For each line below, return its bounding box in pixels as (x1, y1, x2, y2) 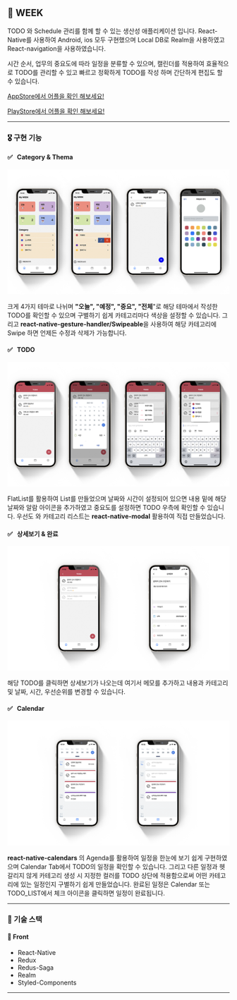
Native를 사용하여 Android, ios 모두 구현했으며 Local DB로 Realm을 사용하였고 (7, 35, 225, 44)
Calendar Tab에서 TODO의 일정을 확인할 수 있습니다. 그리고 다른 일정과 (20, 862, 218, 871)
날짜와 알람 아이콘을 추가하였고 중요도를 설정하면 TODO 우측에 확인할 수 (7, 504, 206, 512)
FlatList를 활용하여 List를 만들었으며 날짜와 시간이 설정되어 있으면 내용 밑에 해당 (7, 494, 227, 503)
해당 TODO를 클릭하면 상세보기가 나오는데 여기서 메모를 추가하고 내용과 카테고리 (7, 678, 229, 688)
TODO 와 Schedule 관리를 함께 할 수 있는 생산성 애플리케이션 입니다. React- (7, 26, 218, 35)
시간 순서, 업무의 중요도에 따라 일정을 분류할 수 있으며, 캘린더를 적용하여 (7, 59, 205, 68)
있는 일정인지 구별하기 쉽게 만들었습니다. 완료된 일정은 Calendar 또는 (20, 879, 210, 889)
